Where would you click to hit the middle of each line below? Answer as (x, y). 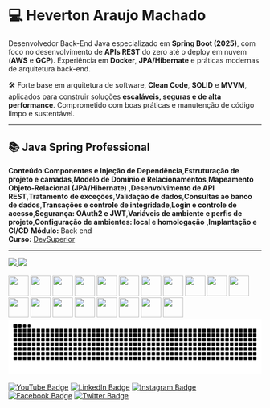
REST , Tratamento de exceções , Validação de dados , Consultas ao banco (131, 196)
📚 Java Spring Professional (79, 147)
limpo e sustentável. (41, 113)
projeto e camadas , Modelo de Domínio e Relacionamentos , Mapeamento (131, 179)
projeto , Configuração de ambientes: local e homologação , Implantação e (133, 222)
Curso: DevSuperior (42, 239)
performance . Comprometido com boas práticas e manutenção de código (131, 104)
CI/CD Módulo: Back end (50, 231)
